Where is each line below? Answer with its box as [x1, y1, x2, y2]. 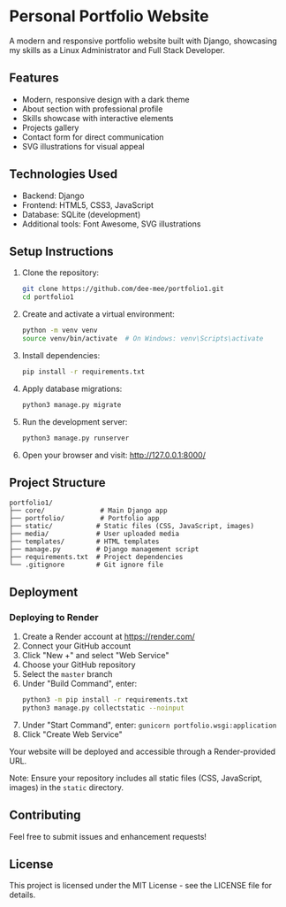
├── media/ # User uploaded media [9, 529, 179, 539]
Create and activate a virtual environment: [21, 309, 175, 319]
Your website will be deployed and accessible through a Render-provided [9, 746, 276, 757]
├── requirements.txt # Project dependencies [9, 553, 184, 562]
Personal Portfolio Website [9, 6, 209, 27]
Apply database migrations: [21, 383, 123, 394]
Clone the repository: [21, 267, 100, 278]
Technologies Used [9, 166, 117, 182]
